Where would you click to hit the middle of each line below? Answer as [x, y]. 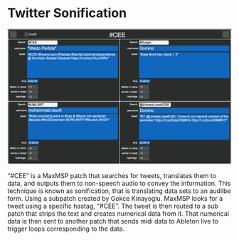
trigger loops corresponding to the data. [66, 229]
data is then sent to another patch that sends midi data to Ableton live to [113, 221]
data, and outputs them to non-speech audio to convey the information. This [119, 184]
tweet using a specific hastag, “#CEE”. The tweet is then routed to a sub [113, 206]
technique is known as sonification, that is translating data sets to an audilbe [119, 191]
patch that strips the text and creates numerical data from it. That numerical [118, 214]
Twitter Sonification [67, 13]
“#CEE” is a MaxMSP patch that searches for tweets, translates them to [112, 176]
